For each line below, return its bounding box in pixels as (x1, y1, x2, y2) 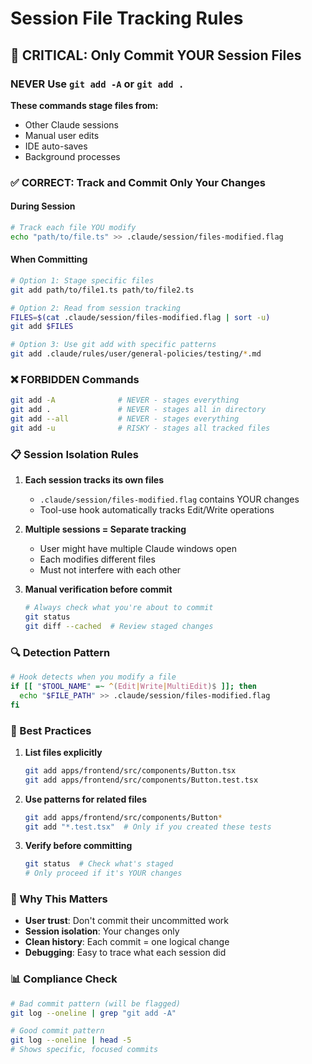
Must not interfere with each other (39, 564, 182, 576)
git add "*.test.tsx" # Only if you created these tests (24, 822, 272, 832)
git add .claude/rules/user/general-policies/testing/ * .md (10, 349, 262, 359)
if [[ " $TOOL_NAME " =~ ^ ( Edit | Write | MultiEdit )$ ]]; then (10, 681, 257, 691)
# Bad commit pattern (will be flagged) (10, 998, 182, 1009)
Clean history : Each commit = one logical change (24, 936, 230, 948)
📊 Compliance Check (10, 972, 118, 986)
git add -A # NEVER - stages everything (10, 395, 240, 406)
